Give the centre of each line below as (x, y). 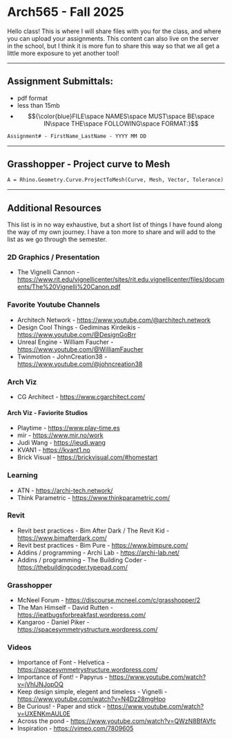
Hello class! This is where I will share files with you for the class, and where (114, 31)
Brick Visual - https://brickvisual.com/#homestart (87, 457)
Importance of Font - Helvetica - (63, 662)
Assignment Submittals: (60, 81)
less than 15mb (38, 105)
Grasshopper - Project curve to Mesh (89, 164)
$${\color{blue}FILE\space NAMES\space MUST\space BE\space (121, 116)
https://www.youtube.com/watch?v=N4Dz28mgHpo (91, 699)
